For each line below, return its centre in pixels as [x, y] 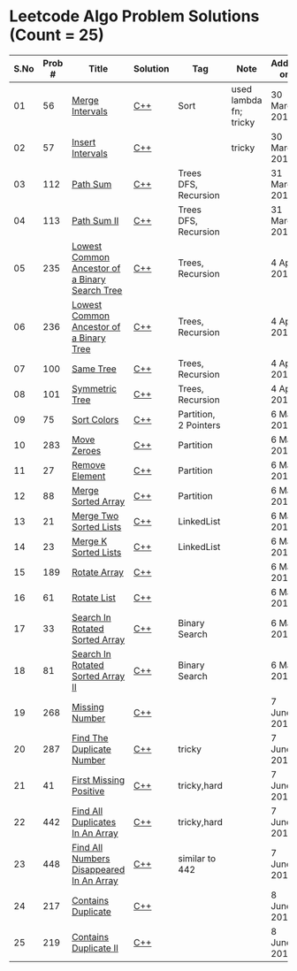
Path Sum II [95, 220]
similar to [197, 858]
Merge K [90, 541]
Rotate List [94, 597]
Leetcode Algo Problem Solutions [134, 16]
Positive [88, 791]
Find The [90, 738]
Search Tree [97, 290]
